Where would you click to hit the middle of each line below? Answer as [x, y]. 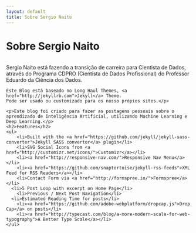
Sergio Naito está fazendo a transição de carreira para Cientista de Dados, [96, 68]
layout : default [26, 11]
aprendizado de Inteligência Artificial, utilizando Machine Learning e [97, 116]
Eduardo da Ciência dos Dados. [44, 80]
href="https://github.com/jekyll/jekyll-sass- [132, 137]
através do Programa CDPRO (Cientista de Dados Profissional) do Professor [98, 74]
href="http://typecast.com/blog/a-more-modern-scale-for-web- [113, 214]
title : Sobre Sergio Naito [39, 17]
